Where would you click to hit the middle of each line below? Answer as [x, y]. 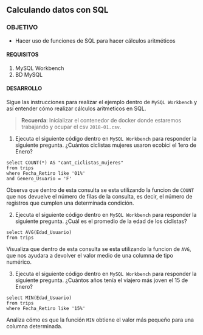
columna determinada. [34, 326]
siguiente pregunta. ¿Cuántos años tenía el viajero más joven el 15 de [101, 280]
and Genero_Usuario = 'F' [39, 179]
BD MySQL [29, 74]
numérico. [19, 262]
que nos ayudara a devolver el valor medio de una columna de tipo [90, 256]
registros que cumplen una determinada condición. [70, 203]
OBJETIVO [22, 27]
